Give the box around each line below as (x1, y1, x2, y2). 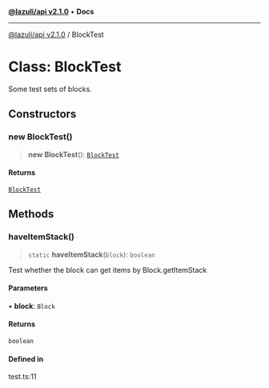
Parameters (8, 283, 48, 293)
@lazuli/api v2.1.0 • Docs (8, 7, 94, 16)
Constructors (8, 107, 77, 121)
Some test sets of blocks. (8, 84, 92, 94)
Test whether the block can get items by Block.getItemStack (8, 265, 207, 274)
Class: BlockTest (8, 58, 122, 76)
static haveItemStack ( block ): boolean (27, 250, 155, 259)
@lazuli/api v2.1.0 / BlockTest (8, 30, 104, 39)
